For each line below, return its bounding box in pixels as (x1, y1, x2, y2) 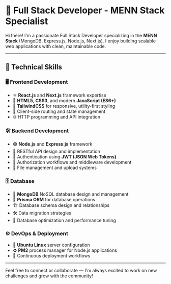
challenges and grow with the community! (5, 273, 93, 279)
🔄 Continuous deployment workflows (12, 252, 91, 258)
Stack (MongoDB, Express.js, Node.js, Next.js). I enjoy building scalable (5, 38, 156, 44)
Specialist (5, 15, 48, 27)
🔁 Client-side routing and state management (12, 108, 106, 114)
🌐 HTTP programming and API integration (12, 113, 101, 120)
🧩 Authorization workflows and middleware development (12, 159, 132, 165)
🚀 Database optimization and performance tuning (12, 217, 116, 224)
